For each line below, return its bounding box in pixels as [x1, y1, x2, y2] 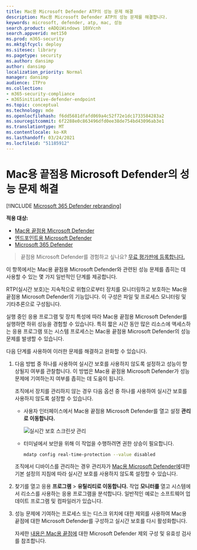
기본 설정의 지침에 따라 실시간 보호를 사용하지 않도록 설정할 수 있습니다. [14, 470, 178, 477]
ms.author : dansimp [6, 58, 54, 64]
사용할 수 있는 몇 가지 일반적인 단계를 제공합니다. [6, 273, 118, 280]
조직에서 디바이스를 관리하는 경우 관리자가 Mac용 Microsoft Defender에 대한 [14, 463, 191, 470]
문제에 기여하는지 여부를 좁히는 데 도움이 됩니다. [14, 375, 125, 382]
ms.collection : [6, 86, 44, 91]
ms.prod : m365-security [6, 36, 65, 42]
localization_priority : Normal [6, 69, 83, 75]
